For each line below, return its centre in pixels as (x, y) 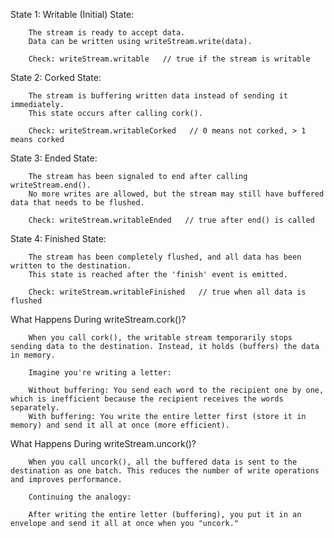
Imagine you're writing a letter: (100, 373)
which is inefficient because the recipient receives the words (147, 399)
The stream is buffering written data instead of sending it (158, 96)
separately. (35, 408)
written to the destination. (71, 266)
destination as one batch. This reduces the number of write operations (165, 471)
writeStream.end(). (51, 185)
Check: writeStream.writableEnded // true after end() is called (171, 220)
